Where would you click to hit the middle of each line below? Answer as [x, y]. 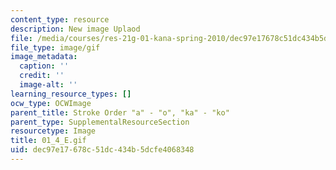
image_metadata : [44, 57]
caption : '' [44, 66]
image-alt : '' [48, 85]
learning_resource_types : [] [71, 94]
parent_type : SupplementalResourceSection [100, 122]
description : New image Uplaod [75, 29]
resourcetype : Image [53, 131]
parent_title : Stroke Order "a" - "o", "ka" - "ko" [120, 112]
